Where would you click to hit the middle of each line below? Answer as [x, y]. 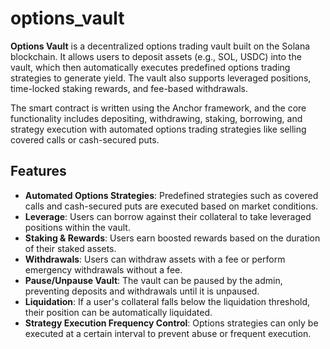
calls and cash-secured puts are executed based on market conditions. [171, 206]
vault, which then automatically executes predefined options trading [150, 67]
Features [38, 171]
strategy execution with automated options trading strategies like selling [158, 129]
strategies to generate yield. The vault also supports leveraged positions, [161, 78]
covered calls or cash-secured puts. [85, 139]
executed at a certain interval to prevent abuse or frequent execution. [168, 333]
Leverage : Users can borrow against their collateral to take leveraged [168, 216]
